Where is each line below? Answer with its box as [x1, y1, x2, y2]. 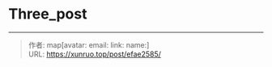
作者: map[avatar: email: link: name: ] [28, 40, 150, 49]
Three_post [8, 5, 87, 23]
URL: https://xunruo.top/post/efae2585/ [28, 49, 162, 59]
